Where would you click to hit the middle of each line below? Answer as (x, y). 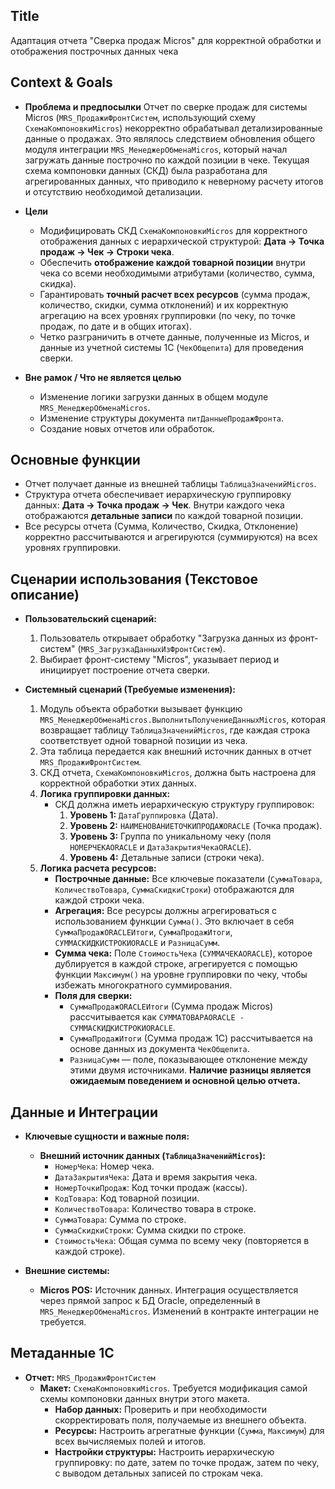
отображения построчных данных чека (94, 51)
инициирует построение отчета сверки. (124, 670)
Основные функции (75, 460)
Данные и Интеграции (84, 1112)
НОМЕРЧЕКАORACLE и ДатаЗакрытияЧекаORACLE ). (160, 847)
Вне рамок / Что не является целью (103, 377)
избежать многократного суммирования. (143, 985)
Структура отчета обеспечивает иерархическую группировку (158, 495)
